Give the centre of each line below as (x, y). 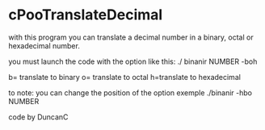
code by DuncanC (38, 117)
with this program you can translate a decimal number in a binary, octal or (131, 37)
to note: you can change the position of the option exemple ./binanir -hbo (130, 92)
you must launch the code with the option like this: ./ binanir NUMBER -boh (133, 61)
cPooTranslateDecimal (86, 15)
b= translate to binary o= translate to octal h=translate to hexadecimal (124, 77)
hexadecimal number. (44, 45)
